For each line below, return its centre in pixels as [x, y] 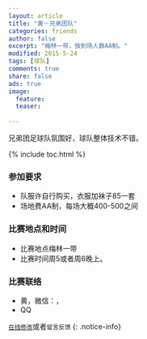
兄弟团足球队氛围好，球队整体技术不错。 [76, 138]
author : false [32, 39]
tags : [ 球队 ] [29, 62]
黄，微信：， [41, 300]
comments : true [34, 69]
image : [19, 91]
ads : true [25, 84]
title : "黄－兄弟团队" [43, 24]
